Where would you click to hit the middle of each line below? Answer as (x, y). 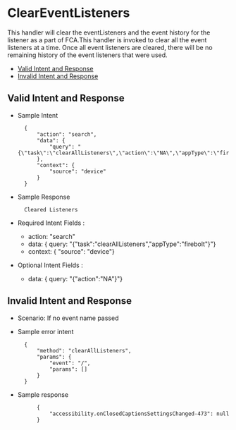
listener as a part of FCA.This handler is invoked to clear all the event (107, 39)
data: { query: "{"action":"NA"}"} (75, 278)
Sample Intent (38, 115)
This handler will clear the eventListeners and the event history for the (109, 32)
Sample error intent (45, 331)
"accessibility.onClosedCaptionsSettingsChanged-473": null (139, 414)
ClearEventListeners (69, 13)
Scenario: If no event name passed (68, 318)
